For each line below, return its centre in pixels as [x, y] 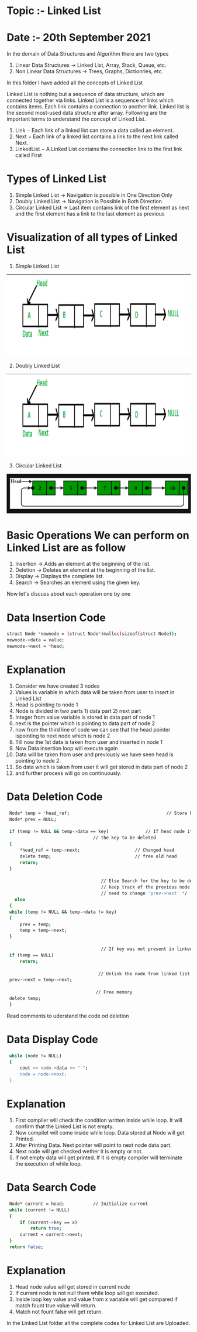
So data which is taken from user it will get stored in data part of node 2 [101, 767]
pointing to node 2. [38, 760]
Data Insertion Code [56, 618]
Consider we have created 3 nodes [57, 686]
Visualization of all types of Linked [92, 238]
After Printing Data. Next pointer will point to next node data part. [93, 1145]
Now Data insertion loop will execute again [66, 748]
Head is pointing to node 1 [46, 705]
